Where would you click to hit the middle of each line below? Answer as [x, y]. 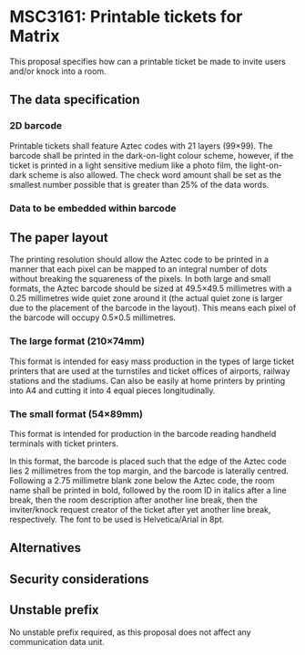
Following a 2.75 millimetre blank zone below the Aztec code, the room [142, 480]
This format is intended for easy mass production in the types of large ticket [152, 361]
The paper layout [59, 238]
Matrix [35, 36]
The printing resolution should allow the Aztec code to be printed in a [139, 260]
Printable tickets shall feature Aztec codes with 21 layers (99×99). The [141, 146]
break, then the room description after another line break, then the [133, 500]
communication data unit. [57, 641]
